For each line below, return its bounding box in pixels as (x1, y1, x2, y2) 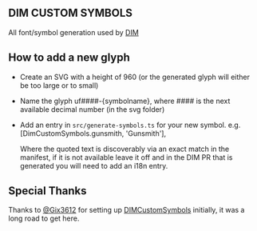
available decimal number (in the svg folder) (19, 104, 165, 114)
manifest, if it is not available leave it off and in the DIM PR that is (19, 152, 233, 162)
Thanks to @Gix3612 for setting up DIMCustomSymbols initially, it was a (8, 205, 245, 215)
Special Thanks (8, 184, 87, 198)
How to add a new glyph (8, 51, 130, 65)
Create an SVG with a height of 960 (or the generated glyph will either (19, 72, 250, 82)
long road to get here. (8, 213, 80, 223)
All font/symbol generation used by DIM (8, 27, 140, 37)
